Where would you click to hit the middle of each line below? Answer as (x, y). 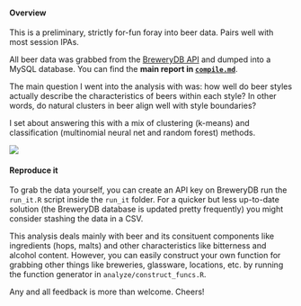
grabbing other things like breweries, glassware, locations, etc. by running (146, 265)
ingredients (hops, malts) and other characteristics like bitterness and (138, 246)
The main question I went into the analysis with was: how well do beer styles (151, 86)
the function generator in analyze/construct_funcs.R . (108, 274)
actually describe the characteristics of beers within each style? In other (143, 96)
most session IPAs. (44, 42)
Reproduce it (34, 170)
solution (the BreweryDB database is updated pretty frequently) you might (146, 209)
